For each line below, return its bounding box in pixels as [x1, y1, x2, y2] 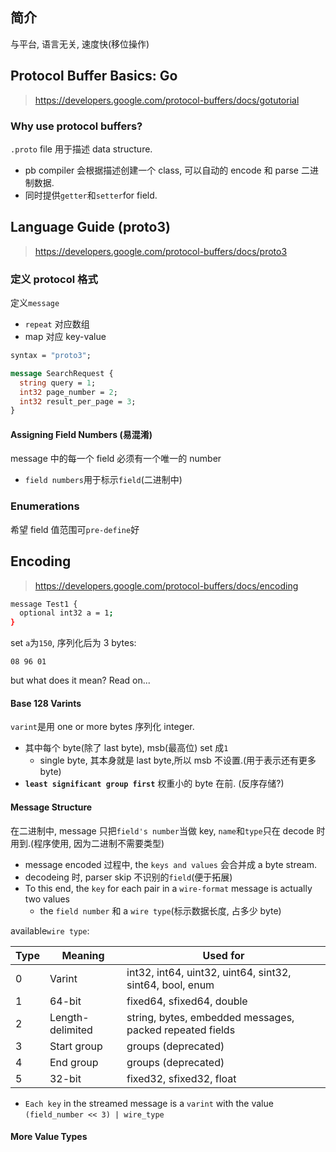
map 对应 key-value [24, 331, 107, 343]
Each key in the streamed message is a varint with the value [24, 1097, 274, 1109]
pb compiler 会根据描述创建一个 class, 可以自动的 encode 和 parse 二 [24, 164, 310, 176]
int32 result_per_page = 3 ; [19, 396, 137, 407]
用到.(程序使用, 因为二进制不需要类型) [10, 837, 165, 849]
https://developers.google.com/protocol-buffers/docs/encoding [34, 579, 299, 592]
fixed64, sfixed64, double [126, 994, 248, 1008]
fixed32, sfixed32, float [126, 1071, 237, 1085]
